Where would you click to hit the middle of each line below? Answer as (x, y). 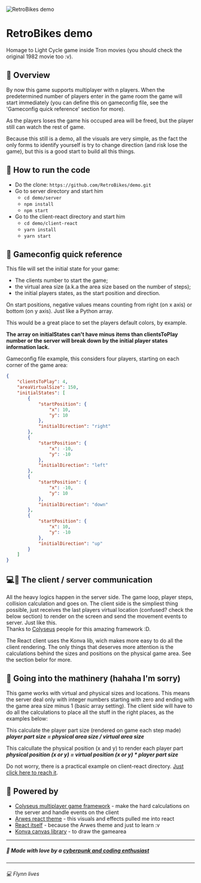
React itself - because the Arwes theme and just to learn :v (87, 825)
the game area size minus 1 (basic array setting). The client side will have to (99, 705)
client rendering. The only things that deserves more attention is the (90, 647)
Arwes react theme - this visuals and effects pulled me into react (95, 818)
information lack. (28, 347)
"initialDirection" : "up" (70, 543)
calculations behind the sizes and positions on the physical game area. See (99, 653)
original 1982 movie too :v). (40, 56)
